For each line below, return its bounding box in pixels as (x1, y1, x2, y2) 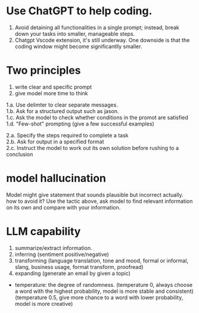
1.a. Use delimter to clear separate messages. (6, 101, 118, 108)
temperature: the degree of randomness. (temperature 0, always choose (14, 281, 192, 288)
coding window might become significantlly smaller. (14, 43, 142, 50)
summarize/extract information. (14, 244, 92, 251)
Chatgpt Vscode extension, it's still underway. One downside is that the (14, 36, 190, 43)
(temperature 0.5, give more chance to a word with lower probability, (14, 293, 184, 301)
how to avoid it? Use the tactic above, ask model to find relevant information (6, 198, 193, 205)
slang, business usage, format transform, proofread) (14, 263, 144, 270)
